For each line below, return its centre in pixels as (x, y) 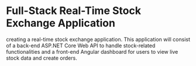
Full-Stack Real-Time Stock (74, 11)
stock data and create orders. (42, 58)
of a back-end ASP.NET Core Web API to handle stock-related (81, 46)
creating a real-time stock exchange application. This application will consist (98, 39)
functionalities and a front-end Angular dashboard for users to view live (92, 51)
